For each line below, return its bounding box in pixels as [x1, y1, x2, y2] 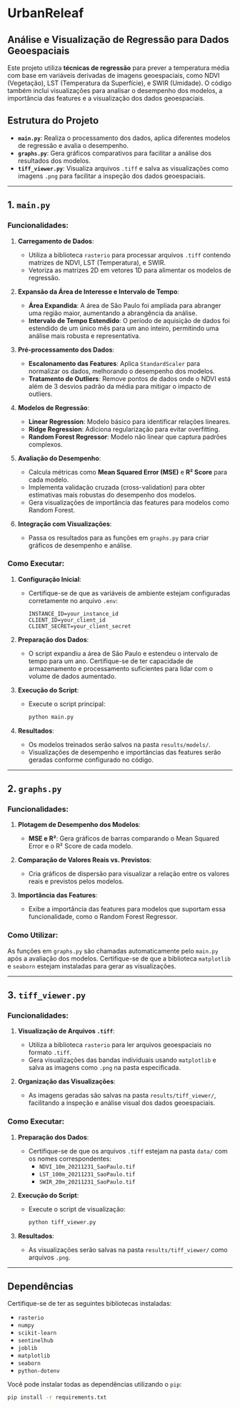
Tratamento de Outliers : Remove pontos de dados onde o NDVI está [28, 374, 231, 383]
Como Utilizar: [7, 931, 59, 941]
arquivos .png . [28, 1253, 71, 1261]
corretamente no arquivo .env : [28, 596, 118, 605]
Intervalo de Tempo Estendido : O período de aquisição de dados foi [28, 316, 230, 324]
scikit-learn [17, 1329, 57, 1337]
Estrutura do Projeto [7, 114, 99, 127]
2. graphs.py [7, 783, 62, 795]
